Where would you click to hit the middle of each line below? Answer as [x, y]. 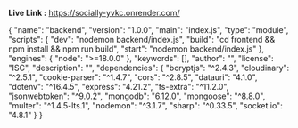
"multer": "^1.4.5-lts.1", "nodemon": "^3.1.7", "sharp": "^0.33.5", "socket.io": [145, 105]
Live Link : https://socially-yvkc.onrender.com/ [94, 13]
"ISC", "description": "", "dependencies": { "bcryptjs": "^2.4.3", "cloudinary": [149, 68]
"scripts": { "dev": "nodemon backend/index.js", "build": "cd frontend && [142, 40]
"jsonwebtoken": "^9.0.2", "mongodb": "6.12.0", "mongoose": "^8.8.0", [137, 96]
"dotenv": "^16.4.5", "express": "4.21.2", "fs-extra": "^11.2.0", [119, 87]
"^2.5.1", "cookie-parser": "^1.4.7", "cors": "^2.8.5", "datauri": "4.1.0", [133, 77]
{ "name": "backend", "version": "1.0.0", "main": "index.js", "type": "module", [149, 30]
